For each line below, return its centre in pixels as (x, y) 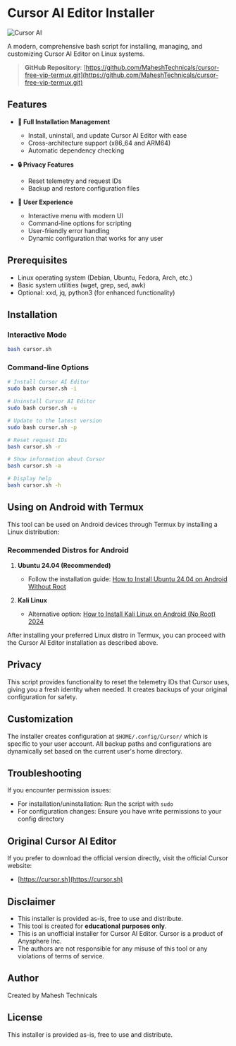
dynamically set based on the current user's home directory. (95, 751)
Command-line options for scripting (80, 223)
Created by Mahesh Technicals (52, 995)
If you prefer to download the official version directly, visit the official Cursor (118, 858)
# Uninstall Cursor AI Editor (52, 402)
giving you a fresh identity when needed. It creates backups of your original (117, 689)
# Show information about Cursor (56, 459)
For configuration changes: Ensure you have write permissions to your (119, 812)
